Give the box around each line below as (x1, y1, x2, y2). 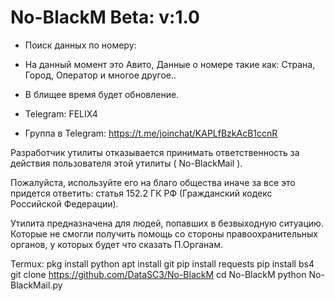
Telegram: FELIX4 (24, 107, 98, 120)
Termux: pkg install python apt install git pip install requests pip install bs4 (10, 257, 315, 270)
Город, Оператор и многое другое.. (24, 69, 177, 81)
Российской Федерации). (10, 197, 119, 210)
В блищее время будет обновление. (24, 88, 180, 100)
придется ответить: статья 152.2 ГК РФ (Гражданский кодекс (10, 187, 273, 199)
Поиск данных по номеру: (24, 39, 137, 51)
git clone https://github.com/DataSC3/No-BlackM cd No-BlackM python (10, 268, 307, 280)
